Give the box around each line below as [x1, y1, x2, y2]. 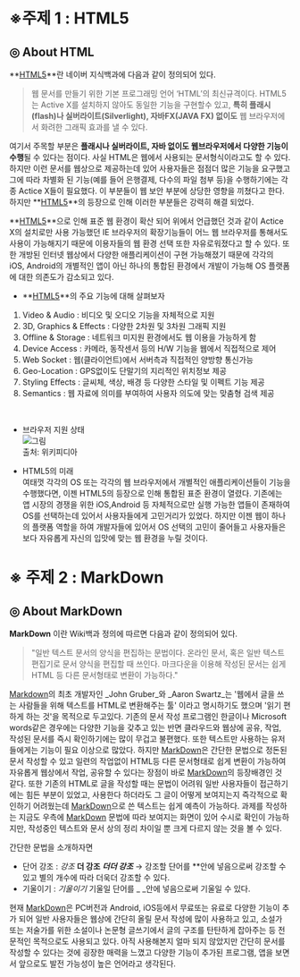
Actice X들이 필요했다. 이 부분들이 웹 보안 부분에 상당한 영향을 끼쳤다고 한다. [18, 185, 286, 196]
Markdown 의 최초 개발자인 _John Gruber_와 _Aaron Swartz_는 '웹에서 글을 [9, 689, 275, 699]
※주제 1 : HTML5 [9, 8, 129, 29]
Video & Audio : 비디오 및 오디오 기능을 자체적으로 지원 [21, 310, 215, 320]
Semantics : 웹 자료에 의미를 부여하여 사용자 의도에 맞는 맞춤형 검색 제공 [21, 388, 275, 398]
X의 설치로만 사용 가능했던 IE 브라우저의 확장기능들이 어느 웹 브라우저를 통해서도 [9, 227, 288, 237]
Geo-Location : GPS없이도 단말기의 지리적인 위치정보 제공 [21, 366, 228, 376]
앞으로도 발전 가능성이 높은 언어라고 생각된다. [18, 958, 177, 969]
